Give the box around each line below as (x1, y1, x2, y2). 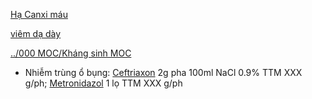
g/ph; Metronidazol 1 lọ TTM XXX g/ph (24, 77, 183, 89)
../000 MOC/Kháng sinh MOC (10, 47, 132, 59)
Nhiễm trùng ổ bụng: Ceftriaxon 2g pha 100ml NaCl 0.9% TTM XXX (24, 67, 303, 78)
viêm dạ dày (10, 28, 62, 39)
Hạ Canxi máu (10, 9, 68, 20)
